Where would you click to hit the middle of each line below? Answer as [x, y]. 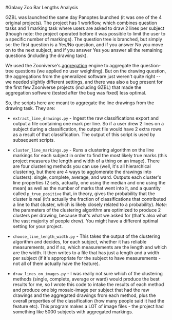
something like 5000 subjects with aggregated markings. [73, 312]
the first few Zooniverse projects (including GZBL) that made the [73, 87]
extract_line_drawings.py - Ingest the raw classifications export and [86, 118]
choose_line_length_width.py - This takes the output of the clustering [87, 236]
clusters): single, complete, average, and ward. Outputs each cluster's [87, 177]
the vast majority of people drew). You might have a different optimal [85, 221]
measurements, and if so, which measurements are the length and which [90, 247]
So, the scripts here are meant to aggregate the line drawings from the [80, 103]
